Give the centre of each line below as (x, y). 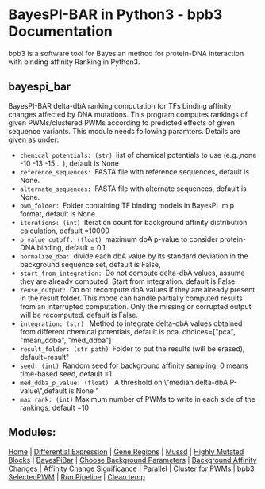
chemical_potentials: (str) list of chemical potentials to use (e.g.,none (138, 155)
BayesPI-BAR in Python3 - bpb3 (115, 15)
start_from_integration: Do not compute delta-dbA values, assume (132, 273)
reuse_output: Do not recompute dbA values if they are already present (137, 289)
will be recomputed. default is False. (79, 315)
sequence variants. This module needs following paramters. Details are (124, 131)
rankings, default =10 (54, 407)
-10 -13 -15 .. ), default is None (69, 163)
